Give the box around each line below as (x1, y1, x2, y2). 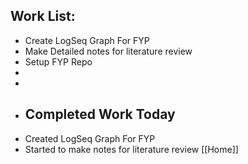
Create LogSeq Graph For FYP (24, 34, 150, 46)
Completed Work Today (24, 106, 176, 123)
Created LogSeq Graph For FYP (24, 132, 156, 144)
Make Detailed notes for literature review (24, 45, 193, 57)
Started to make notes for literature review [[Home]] (24, 143, 239, 155)
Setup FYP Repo (24, 55, 93, 68)
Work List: (10, 8, 76, 25)
